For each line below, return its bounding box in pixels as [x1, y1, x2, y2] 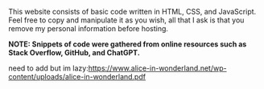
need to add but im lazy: [8, 63, 89, 73]
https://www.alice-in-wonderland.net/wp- [88, 63, 227, 73]
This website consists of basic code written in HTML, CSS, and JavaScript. [8, 7, 257, 16]
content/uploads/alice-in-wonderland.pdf [8, 72, 146, 81]
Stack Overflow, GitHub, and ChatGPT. [8, 48, 141, 57]
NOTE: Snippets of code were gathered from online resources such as [8, 39, 247, 49]
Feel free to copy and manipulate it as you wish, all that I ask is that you [8, 15, 245, 25]
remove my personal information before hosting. [8, 24, 169, 33]
